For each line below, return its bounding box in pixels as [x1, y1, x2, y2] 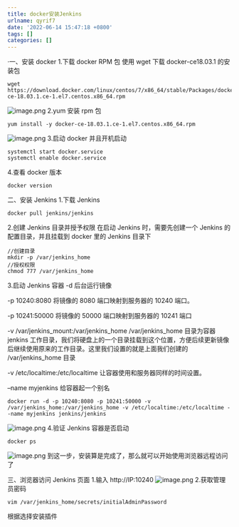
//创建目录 [7, 247, 36, 255]
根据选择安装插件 [7, 512, 58, 521]
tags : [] [7, 30, 33, 38]
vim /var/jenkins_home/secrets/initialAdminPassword [7, 498, 167, 506]
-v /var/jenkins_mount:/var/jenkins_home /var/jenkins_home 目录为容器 [7, 327, 216, 335]
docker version [7, 183, 53, 190]
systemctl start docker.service [7, 148, 103, 155]
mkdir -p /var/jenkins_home [7, 254, 91, 261]
